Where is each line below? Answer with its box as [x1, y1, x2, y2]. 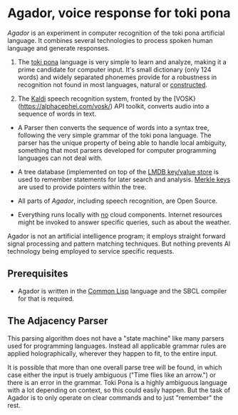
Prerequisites [7, 268, 68, 280]
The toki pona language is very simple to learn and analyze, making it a [17, 57, 227, 66]
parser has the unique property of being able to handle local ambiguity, [17, 138, 227, 147]
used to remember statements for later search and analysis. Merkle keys [17, 175, 231, 184]
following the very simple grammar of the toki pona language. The [17, 131, 212, 139]
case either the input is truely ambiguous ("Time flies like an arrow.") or [7, 370, 216, 379]
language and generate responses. [7, 44, 110, 52]
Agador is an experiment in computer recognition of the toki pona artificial [7, 29, 225, 37]
